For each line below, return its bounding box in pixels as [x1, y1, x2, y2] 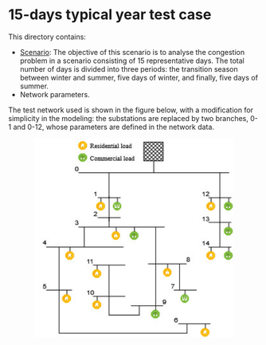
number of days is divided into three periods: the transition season [19, 64, 239, 73]
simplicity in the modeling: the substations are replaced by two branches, [8, 113, 249, 123]
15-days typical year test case [8, 6, 212, 24]
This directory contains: [8, 32, 86, 41]
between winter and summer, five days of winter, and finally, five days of [19, 73, 259, 82]
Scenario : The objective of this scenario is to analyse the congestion [19, 47, 245, 57]
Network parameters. [19, 89, 90, 99]
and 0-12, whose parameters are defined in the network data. [13, 122, 215, 131]
